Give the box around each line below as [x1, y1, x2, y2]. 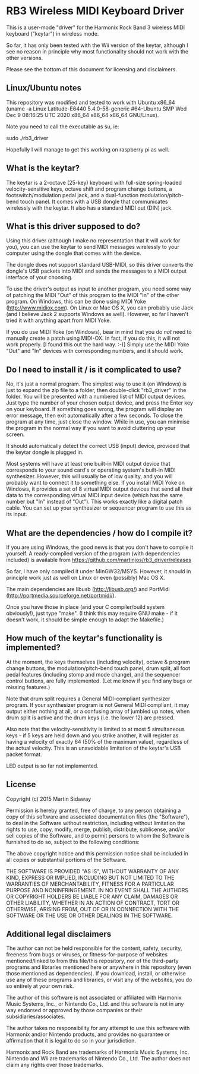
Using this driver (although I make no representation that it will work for [6, 237, 181, 244]
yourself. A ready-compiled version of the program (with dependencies [6, 550, 180, 557]
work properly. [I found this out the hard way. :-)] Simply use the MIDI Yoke [6, 341, 189, 348]
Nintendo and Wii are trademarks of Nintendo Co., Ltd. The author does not [6, 1055, 191, 1062]
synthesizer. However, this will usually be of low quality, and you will [6, 473, 173, 480]
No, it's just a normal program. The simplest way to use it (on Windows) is [6, 380, 187, 387]
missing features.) [6, 683, 50, 690]
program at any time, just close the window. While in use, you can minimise [6, 418, 190, 425]
